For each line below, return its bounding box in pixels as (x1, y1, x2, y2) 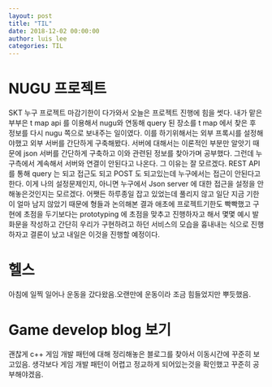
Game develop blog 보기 (8, 321, 172, 339)
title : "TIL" (8, 19, 53, 28)
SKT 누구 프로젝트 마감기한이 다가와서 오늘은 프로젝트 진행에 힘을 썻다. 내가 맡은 (8, 108, 262, 118)
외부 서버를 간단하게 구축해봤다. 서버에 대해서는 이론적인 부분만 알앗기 (29, 139, 252, 148)
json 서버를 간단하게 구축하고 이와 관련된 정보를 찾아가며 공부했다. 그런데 (23, 148, 254, 158)
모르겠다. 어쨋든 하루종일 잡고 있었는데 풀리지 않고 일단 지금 (56, 189, 245, 199)
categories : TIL (8, 42, 63, 50)
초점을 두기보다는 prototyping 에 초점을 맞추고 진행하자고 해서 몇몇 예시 (23, 209, 251, 219)
